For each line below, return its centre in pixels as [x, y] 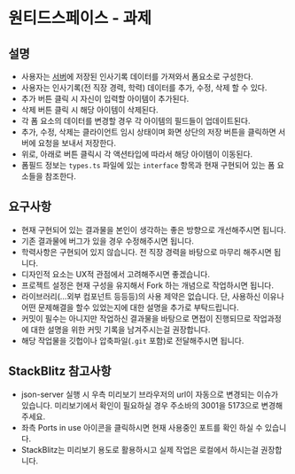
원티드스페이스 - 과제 [80, 18]
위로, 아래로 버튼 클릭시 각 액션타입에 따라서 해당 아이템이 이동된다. [137, 154]
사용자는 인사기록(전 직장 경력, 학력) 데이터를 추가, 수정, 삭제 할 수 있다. [144, 88]
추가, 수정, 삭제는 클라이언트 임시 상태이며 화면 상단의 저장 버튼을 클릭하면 [148, 132]
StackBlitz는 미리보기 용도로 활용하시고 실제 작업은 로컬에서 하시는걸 [140, 449]
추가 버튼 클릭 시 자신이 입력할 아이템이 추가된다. [105, 99]
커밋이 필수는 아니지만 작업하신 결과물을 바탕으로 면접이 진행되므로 [136, 318]
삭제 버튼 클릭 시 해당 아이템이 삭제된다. [89, 110]
